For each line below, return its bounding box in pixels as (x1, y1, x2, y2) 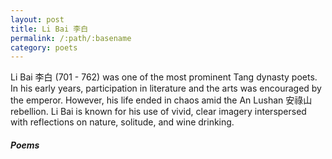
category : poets (10, 42, 78, 53)
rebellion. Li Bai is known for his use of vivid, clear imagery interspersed (10, 106, 307, 118)
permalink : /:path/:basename (10, 33, 132, 43)
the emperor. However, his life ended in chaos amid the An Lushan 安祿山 (10, 94, 313, 106)
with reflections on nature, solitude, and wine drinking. (10, 116, 235, 128)
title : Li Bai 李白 (10, 24, 89, 34)
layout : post (10, 14, 65, 25)
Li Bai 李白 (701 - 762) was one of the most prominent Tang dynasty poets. (10, 71, 318, 83)
